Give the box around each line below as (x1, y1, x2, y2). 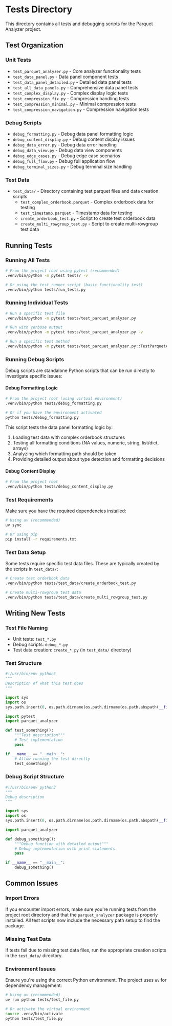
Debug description (5, 794, 45, 799)
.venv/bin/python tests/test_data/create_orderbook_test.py (5, 581, 137, 586)
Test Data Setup (5, 549, 46, 556)
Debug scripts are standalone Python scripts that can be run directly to (5, 367, 155, 374)
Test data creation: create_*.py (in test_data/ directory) (12, 647, 132, 653)
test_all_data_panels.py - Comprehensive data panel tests (12, 84, 139, 90)
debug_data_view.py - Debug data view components (12, 147, 122, 153)
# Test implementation (14, 737, 63, 743)
